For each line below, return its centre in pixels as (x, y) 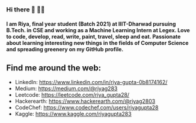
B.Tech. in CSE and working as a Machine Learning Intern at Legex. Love (98, 30)
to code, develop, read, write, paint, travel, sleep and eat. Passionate (93, 36)
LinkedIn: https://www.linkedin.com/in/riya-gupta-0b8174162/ (91, 82)
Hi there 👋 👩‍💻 (26, 10)
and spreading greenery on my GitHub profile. (65, 49)
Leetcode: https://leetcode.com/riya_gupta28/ (72, 95)
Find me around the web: (54, 68)
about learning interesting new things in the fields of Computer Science (97, 43)
